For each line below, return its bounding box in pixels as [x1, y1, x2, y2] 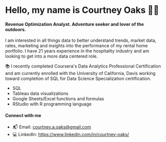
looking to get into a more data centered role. [5, 53, 98, 59]
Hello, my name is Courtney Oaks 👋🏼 [5, 4, 160, 16]
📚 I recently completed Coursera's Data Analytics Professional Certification [5, 63, 161, 69]
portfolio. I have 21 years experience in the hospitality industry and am [5, 48, 150, 54]
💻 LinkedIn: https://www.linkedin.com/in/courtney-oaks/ [12, 131, 130, 137]
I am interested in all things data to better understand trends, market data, [5, 37, 157, 44]
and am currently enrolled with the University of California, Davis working [5, 71, 156, 76]
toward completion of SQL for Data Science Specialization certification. [5, 75, 152, 81]
